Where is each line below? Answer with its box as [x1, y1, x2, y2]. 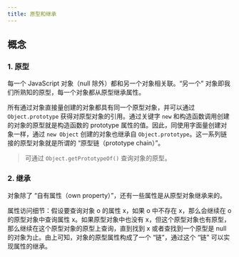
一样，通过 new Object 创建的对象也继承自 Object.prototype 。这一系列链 [13, 130, 227, 139]
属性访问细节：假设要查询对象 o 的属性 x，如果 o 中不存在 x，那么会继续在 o [7, 206, 232, 214]
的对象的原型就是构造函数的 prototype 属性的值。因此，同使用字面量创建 [7, 121, 221, 130]
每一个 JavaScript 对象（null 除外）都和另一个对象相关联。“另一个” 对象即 [7, 79, 225, 88]
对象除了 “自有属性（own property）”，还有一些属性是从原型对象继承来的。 [7, 191, 227, 199]
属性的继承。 [13, 241, 51, 250]
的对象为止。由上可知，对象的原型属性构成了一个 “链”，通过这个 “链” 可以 [7, 233, 224, 241]
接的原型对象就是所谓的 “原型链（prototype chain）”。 [7, 139, 165, 147]
